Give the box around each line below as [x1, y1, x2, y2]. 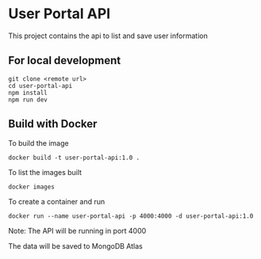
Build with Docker [8, 117, 98, 131]
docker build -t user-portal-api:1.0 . [8, 154, 140, 162]
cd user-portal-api [8, 82, 73, 90]
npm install [8, 89, 48, 97]
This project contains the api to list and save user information [8, 31, 208, 40]
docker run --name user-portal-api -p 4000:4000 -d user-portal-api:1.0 [8, 211, 254, 220]
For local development [8, 54, 121, 67]
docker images [8, 183, 56, 191]
